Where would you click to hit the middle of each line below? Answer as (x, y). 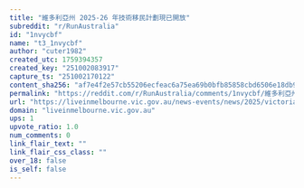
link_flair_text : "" (48, 144)
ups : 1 (22, 118)
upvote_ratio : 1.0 (44, 127)
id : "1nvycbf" (36, 34)
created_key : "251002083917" (64, 69)
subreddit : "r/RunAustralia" (64, 26)
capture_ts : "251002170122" (62, 77)
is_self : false (38, 169)
